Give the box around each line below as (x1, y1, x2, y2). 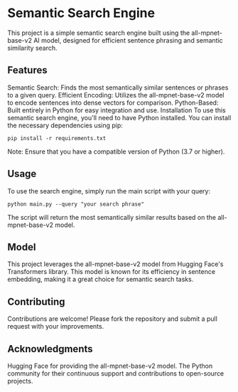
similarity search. (7, 43, 58, 52)
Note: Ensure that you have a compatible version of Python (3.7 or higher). (7, 147, 225, 156)
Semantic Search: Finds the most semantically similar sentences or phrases (7, 83, 229, 92)
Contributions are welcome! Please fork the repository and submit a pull (7, 314, 218, 323)
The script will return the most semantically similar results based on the (7, 213, 217, 221)
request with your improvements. (7, 322, 104, 331)
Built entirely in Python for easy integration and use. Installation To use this (7, 105, 226, 115)
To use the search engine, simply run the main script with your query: (7, 186, 211, 195)
